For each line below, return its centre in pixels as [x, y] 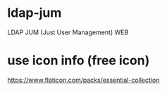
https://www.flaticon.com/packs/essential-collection [83, 80]
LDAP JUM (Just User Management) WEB [68, 32]
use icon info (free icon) [79, 61]
